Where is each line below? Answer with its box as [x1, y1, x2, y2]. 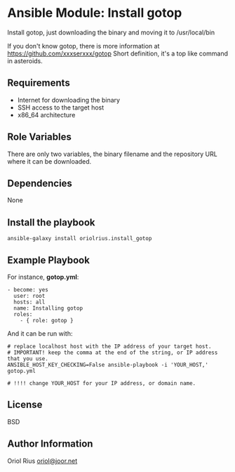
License [7, 399, 43, 411]
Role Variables [7, 131, 72, 143]
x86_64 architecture [17, 110, 76, 119]
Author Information [7, 438, 93, 450]
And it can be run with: [7, 329, 73, 338]
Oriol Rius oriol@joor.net [7, 457, 78, 465]
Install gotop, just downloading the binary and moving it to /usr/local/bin [7, 28, 215, 37]
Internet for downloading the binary [17, 96, 121, 104]
